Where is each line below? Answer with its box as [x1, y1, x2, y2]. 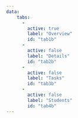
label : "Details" [27, 53, 70, 59]
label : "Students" [27, 97, 73, 103]
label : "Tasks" [27, 75, 65, 81]
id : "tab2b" [27, 58, 57, 64]
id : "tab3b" [27, 81, 57, 87]
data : [6, 8, 19, 15]
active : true [27, 25, 60, 32]
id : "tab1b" [27, 36, 57, 42]
